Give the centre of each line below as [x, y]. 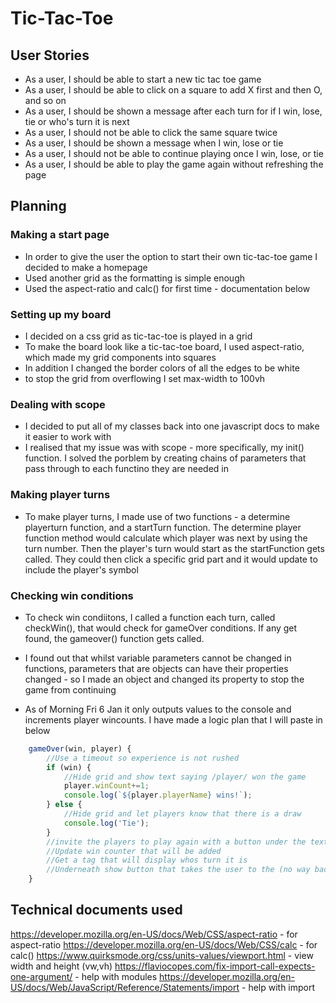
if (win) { [69, 767]
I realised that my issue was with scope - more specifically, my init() [164, 448]
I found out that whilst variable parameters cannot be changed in [158, 658]
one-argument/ [41, 976]
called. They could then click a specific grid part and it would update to [171, 559]
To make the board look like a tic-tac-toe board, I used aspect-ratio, [164, 346]
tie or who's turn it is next [77, 121]
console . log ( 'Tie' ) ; [106, 823]
